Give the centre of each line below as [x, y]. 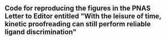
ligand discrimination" [41, 32]
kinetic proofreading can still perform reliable [78, 24]
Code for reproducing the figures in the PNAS [78, 8]
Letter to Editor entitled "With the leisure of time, [83, 16]
